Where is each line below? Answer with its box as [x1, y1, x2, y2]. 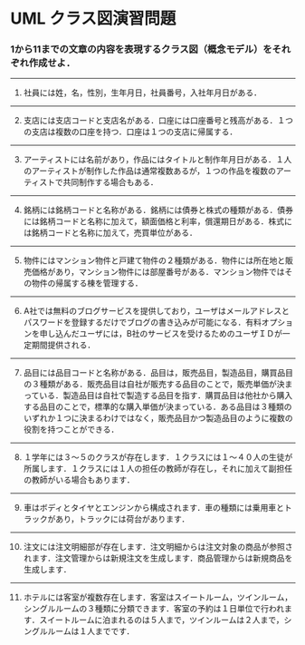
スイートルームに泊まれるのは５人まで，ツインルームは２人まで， [39, 614, 284, 626]
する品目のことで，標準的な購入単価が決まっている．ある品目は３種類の [23, 401, 292, 413]
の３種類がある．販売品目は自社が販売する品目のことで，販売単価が [23, 378, 277, 390]
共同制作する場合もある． [62, 177, 158, 188]
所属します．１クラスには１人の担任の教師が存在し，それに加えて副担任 [23, 464, 293, 474]
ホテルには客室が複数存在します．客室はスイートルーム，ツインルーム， [23, 591, 293, 603]
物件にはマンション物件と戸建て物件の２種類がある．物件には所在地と [23, 255, 286, 266]
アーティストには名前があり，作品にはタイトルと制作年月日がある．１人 [23, 154, 292, 165]
